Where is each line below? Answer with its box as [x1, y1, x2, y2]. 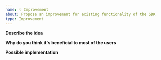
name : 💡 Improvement [5, 7, 49, 12]
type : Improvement [5, 16, 44, 21]
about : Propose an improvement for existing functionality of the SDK [5, 12, 156, 17]
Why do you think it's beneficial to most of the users [5, 40, 116, 46]
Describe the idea [5, 30, 43, 36]
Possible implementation [5, 49, 59, 55]
